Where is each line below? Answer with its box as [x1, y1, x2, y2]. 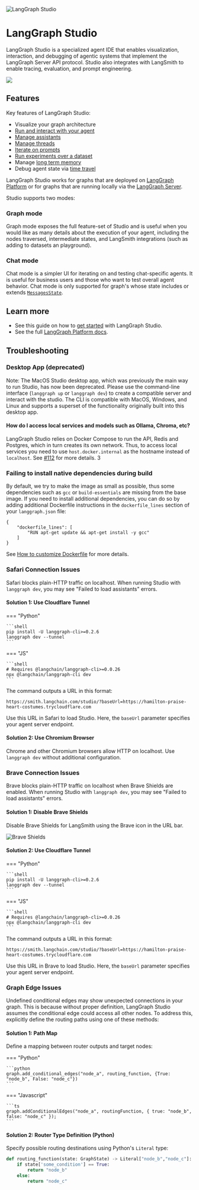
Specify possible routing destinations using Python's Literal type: [6, 1145, 169, 1152]
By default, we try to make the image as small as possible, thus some [6, 482, 175, 490]
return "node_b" [27, 1167, 68, 1173]
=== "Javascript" [6, 1092, 48, 1099]
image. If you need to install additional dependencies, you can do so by [6, 495, 180, 503]
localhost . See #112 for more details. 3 [6, 454, 101, 461]
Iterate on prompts [14, 146, 60, 153]
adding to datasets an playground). [6, 241, 92, 249]
